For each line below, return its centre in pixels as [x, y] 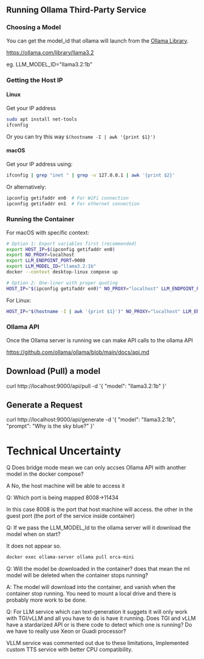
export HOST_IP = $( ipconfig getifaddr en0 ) [61, 249]
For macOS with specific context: [48, 232]
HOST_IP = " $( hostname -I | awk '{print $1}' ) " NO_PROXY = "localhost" [93, 311]
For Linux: [19, 300]
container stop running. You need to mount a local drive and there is [91, 594]
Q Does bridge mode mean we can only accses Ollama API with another [96, 468]
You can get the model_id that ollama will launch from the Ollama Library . [97, 41]
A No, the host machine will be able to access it [66, 486]
